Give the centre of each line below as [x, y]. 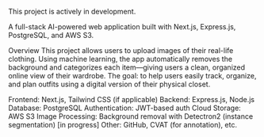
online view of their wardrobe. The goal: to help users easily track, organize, [132, 76]
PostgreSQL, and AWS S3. [51, 35]
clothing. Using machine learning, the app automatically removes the [120, 59]
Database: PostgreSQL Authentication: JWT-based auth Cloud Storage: [125, 108]
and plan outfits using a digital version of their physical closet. [109, 84]
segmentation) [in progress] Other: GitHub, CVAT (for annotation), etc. [123, 125]
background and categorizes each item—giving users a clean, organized [127, 67]
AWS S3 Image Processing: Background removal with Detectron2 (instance [131, 116]
